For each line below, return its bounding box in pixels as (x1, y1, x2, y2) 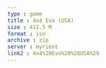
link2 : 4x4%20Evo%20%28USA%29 (7, 50, 100, 57)
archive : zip (7, 37, 49, 44)
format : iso (7, 30, 46, 38)
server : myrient (7, 43, 59, 50)
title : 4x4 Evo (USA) (7, 17, 74, 24)
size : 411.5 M (7, 23, 52, 30)
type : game (7, 10, 42, 18)
